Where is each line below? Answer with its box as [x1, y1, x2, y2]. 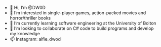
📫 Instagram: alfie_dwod [9, 36, 61, 42]
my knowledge [9, 31, 40, 36]
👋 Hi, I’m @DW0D [9, 5, 46, 10]
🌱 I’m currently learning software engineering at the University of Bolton [9, 20, 157, 26]
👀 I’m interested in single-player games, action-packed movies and [9, 10, 146, 16]
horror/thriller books [9, 15, 51, 21]
